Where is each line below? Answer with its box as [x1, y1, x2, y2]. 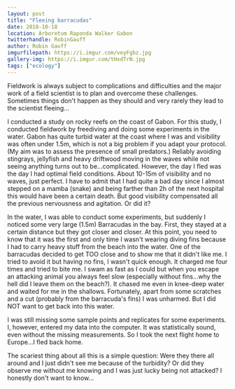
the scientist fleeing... [7, 104, 70, 112]
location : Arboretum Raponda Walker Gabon [7, 29, 133, 37]
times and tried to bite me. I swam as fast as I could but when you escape [7, 264, 220, 273]
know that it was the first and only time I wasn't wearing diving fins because [7, 235, 226, 243]
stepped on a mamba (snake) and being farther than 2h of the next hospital [7, 184, 224, 192]
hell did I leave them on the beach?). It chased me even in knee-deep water [7, 279, 225, 288]
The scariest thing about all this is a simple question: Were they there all [7, 351, 215, 360]
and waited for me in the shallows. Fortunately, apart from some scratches [7, 287, 222, 295]
